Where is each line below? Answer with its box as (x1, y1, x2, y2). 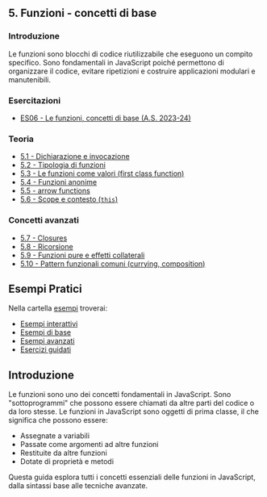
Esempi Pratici (8, 282, 82, 295)
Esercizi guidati (19, 345, 71, 354)
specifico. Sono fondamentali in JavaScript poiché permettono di (8, 57, 224, 67)
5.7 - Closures (19, 233, 68, 243)
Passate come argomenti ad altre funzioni (19, 440, 159, 449)
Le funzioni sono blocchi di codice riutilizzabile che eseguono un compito (8, 48, 253, 59)
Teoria (8, 133, 35, 144)
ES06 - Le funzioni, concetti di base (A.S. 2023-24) (19, 113, 191, 123)
